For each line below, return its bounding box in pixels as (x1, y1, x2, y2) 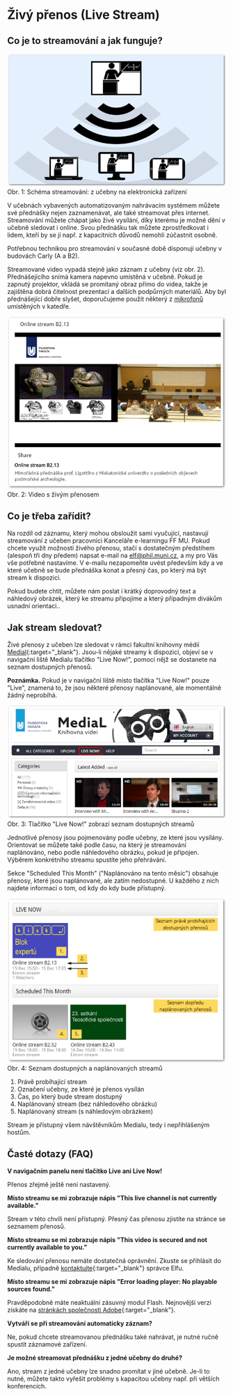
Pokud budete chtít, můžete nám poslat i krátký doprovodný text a (7, 587, 196, 595)
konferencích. (7, 1381, 47, 1390)
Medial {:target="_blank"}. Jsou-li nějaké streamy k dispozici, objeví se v (7, 648, 214, 656)
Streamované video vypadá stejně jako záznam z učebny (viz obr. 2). (7, 265, 205, 274)
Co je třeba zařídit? (7, 511, 92, 522)
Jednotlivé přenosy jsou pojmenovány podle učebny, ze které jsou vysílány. (7, 833, 224, 842)
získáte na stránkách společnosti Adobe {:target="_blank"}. (7, 1305, 176, 1314)
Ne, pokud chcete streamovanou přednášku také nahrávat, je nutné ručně (7, 1333, 219, 1341)
